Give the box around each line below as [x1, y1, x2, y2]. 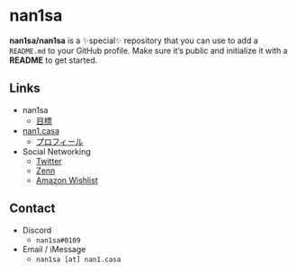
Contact [9, 201, 56, 216]
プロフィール [35, 136, 84, 146]
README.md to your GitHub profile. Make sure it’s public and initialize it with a [9, 45, 288, 56]
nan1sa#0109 [35, 235, 81, 245]
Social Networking [22, 145, 92, 157]
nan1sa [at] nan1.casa [35, 255, 121, 264]
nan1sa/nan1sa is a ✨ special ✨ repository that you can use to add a [9, 35, 258, 46]
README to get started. [9, 55, 98, 66]
